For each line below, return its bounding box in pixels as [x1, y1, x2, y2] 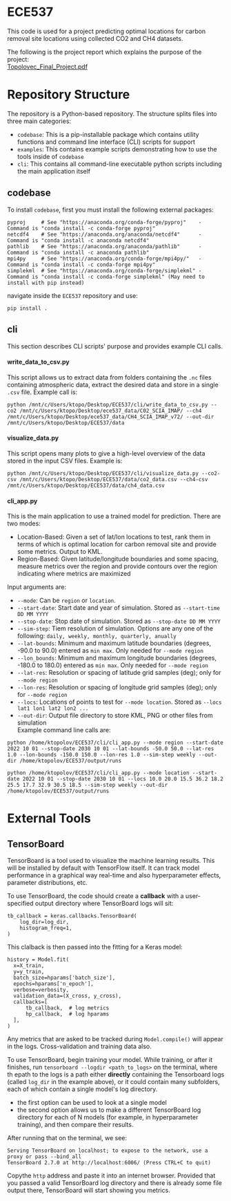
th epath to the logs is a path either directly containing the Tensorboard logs [7, 1070, 225, 1079]
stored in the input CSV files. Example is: [7, 456, 123, 465]
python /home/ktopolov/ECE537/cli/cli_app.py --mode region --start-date [7, 739, 224, 747]
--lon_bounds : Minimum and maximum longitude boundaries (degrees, [17, 654, 217, 662]
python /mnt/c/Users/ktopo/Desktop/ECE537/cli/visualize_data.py [7, 469, 199, 477]
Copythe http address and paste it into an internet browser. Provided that [7, 1171, 216, 1180]
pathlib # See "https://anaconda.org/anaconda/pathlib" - [7, 243, 202, 250]
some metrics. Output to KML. [17, 548, 103, 556]
